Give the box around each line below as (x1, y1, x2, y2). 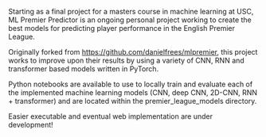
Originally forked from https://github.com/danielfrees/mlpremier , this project (8, 48, 258, 56)
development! (8, 120, 53, 129)
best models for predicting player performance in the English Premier (8, 24, 236, 32)
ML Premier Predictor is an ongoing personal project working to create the (8, 15, 252, 25)
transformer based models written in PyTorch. (8, 64, 159, 74)
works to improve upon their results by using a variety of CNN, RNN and (8, 55, 244, 65)
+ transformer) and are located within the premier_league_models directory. (8, 97, 257, 105)
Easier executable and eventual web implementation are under (8, 112, 213, 121)
